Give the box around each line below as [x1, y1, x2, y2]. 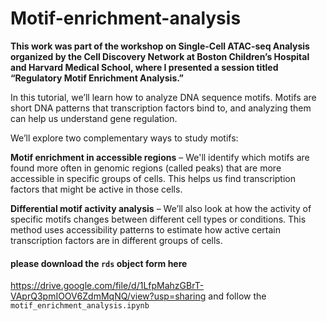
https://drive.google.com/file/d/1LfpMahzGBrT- [10, 280, 205, 292]
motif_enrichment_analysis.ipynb [10, 301, 150, 311]
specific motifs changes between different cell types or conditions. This [10, 213, 307, 225]
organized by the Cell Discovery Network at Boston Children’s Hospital [10, 50, 310, 62]
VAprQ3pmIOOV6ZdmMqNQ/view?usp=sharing [10, 290, 207, 302]
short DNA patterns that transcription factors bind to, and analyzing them [10, 102, 312, 114]
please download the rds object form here [10, 257, 188, 269]
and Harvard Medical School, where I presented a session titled [10, 61, 279, 73]
